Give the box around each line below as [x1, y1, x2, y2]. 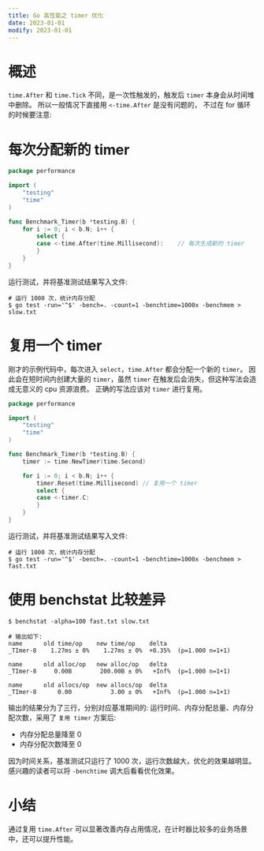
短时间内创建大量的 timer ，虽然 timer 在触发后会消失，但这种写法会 [28, 374, 250, 384]
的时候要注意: [8, 110, 53, 119]
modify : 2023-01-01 [8, 26, 73, 34]
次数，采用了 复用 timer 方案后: [14, 712, 117, 722]
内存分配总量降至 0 [19, 729, 82, 739]
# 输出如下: [8, 632, 43, 640]
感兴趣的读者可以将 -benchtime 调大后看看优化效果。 [8, 766, 179, 775]
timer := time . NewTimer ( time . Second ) [22, 457, 147, 466]
